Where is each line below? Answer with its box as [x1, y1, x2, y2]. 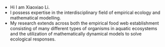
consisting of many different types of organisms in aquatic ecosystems [10, 25, 157, 31]
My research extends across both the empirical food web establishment [10, 20, 159, 26]
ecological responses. [10, 36, 56, 42]
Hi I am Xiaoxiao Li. [10, 4, 50, 10]
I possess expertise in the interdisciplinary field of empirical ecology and [10, 9, 160, 15]
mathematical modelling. [10, 15, 61, 20]
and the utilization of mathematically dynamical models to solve [10, 31, 142, 36]
